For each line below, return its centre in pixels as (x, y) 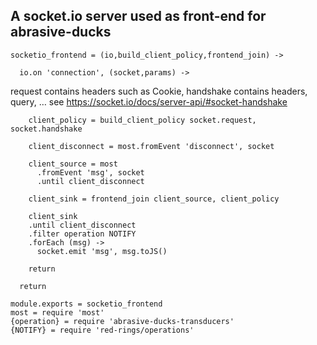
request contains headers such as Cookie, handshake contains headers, (159, 91)
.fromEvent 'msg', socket (90, 172)
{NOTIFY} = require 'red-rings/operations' (102, 330)
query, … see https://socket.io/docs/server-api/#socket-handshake (149, 101)
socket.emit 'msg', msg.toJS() (102, 251)
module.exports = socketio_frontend (86, 304)
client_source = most (73, 164)
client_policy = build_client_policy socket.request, (142, 120)
